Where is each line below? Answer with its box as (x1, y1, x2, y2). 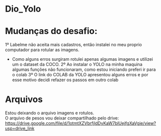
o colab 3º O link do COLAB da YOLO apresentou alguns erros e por (12, 72, 148, 78)
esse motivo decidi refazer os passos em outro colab (12, 77, 119, 83)
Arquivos (5, 94, 43, 105)
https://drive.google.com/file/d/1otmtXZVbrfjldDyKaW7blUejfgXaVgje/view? (5, 120, 157, 126)
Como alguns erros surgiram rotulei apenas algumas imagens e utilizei (12, 56, 153, 62)
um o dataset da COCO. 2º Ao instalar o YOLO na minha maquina (12, 62, 143, 68)
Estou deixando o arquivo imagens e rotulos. (5, 110, 94, 116)
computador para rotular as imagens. (5, 47, 79, 53)
